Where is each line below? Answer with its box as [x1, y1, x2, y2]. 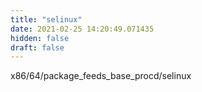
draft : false [10, 42, 65, 53]
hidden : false [10, 33, 70, 43]
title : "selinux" [10, 14, 83, 25]
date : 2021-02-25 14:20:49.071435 [10, 24, 155, 34]
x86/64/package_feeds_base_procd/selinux [10, 70, 192, 82]
